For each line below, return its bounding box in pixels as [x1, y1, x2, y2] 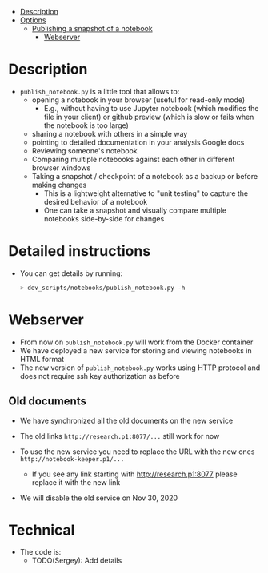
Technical [8, 521, 75, 539]
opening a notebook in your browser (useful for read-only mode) [31, 95, 246, 105]
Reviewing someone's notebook [31, 145, 138, 155]
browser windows [31, 163, 91, 173]
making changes [31, 180, 87, 189]
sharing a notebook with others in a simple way [31, 129, 188, 138]
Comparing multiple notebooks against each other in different [31, 154, 235, 164]
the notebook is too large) [43, 120, 130, 130]
